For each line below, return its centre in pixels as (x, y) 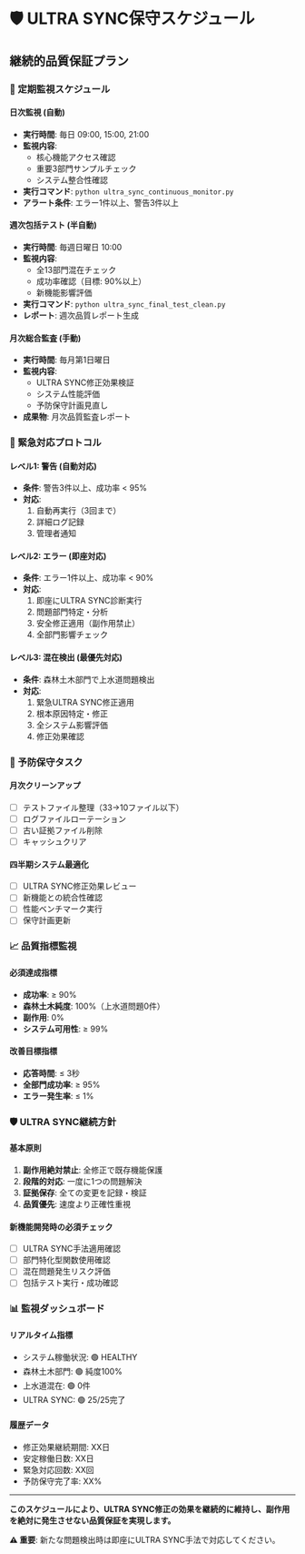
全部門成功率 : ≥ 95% (61, 1084)
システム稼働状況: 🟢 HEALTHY (80, 1356)
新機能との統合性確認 (62, 898)
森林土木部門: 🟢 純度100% (72, 1371)
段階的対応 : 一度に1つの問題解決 (82, 1181)
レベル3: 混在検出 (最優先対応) (66, 657)
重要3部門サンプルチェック (86, 168)
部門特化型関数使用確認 (66, 1260)
